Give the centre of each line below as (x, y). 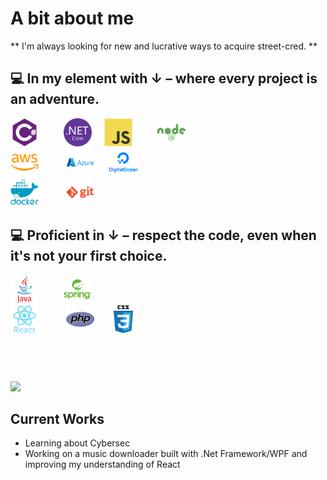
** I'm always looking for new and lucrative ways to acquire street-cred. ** (164, 46)
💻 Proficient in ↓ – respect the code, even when (163, 235)
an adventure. (55, 99)
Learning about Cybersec (77, 443)
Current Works (57, 418)
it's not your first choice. (89, 256)
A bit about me (72, 18)
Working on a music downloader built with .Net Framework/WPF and (166, 454)
